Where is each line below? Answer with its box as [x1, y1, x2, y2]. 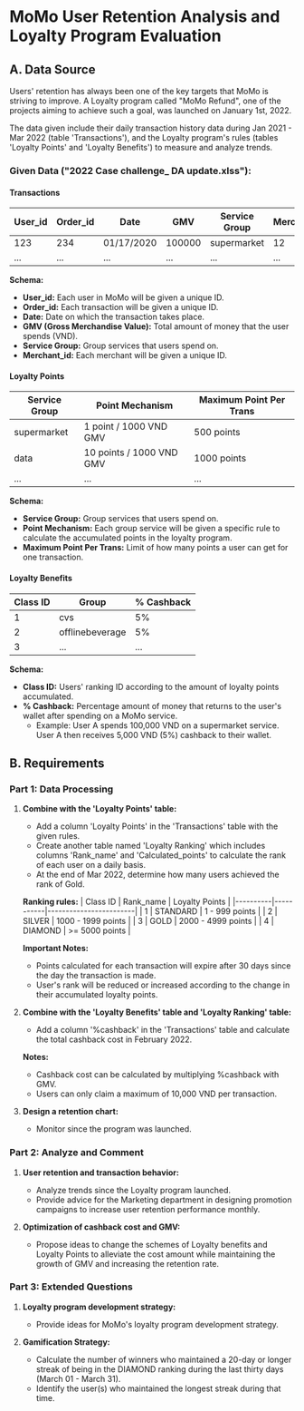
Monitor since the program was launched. [35, 1124, 192, 1134]
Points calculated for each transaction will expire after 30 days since [35, 960, 291, 971]
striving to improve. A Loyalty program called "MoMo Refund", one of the [9, 95, 282, 106]
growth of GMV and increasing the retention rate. [35, 1258, 220, 1269]
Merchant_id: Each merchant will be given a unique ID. [22, 350, 228, 361]
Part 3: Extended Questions [9, 1280, 133, 1293]
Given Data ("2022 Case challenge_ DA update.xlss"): [9, 164, 252, 177]
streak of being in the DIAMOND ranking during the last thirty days [35, 1363, 284, 1375]
